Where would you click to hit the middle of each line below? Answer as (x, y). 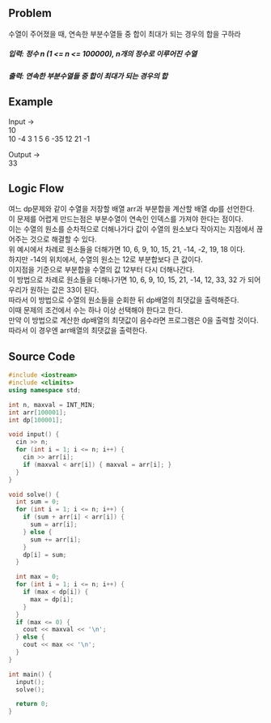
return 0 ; (32, 704)
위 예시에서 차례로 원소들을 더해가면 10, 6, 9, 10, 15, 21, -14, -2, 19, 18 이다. (127, 250)
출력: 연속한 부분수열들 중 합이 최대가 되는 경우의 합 (88, 75)
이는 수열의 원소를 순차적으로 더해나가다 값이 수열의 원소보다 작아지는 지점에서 (131, 229)
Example (31, 102)
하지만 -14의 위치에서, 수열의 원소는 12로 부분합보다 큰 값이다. (106, 259)
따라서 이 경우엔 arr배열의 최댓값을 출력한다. (78, 331)
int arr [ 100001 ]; (38, 413)
